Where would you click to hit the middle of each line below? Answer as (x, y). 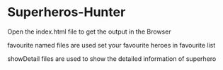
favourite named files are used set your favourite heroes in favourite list (111, 45)
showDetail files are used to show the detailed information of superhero (112, 58)
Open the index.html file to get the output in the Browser (89, 31)
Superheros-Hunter (67, 12)
